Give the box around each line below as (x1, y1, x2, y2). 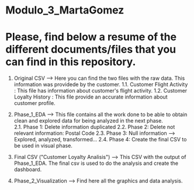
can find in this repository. (5, 55, 136, 69)
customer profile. (13, 100, 56, 107)
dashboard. (13, 166, 42, 173)
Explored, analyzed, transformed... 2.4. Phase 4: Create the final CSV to (13, 136, 187, 143)
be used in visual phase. (13, 142, 72, 150)
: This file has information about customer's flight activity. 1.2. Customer (13, 87, 188, 94)
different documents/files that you (5, 43, 176, 56)
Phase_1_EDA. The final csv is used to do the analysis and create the (13, 160, 179, 167)
